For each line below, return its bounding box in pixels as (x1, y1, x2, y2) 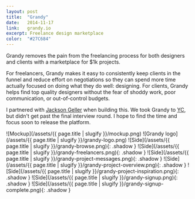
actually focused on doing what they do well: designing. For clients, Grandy (6, 82, 189, 89)
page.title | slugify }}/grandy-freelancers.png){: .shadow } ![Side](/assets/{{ (6, 149, 189, 156)
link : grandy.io (6, 25, 51, 31)
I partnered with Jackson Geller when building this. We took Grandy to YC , (6, 107, 186, 113)
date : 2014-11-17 (6, 19, 54, 25)
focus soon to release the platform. (6, 119, 91, 125)
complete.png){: (6, 187, 45, 193)
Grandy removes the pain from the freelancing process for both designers (6, 52, 185, 59)
